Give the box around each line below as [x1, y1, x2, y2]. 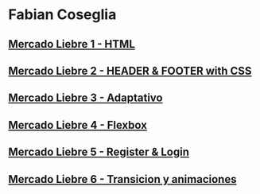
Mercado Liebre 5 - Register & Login [8, 145, 189, 159]
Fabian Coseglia [8, 6, 117, 24]
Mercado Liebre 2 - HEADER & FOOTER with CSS [8, 64, 252, 77]
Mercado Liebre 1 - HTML [8, 37, 135, 51]
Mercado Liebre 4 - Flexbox [8, 118, 147, 132]
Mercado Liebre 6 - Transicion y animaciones [8, 173, 237, 186]
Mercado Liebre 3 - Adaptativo [8, 91, 163, 105]
